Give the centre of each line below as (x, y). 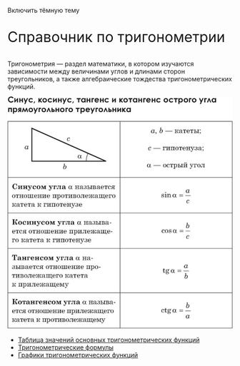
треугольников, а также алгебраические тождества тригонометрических (120, 79)
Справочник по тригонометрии (116, 37)
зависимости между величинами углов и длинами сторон (96, 71)
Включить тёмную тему (44, 10)
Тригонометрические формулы (66, 347)
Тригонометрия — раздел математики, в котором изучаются (101, 64)
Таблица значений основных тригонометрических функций (109, 340)
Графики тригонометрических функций (78, 355)
